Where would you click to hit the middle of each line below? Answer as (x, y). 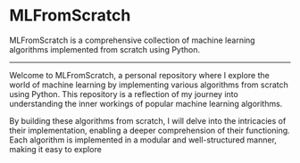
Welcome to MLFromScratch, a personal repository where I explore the (139, 75)
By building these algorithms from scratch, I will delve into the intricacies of (148, 120)
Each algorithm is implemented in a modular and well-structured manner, (143, 140)
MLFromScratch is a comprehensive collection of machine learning (133, 40)
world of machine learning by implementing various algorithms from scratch (149, 85)
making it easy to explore (56, 149)
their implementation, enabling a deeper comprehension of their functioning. (150, 130)
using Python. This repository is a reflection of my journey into (124, 94)
